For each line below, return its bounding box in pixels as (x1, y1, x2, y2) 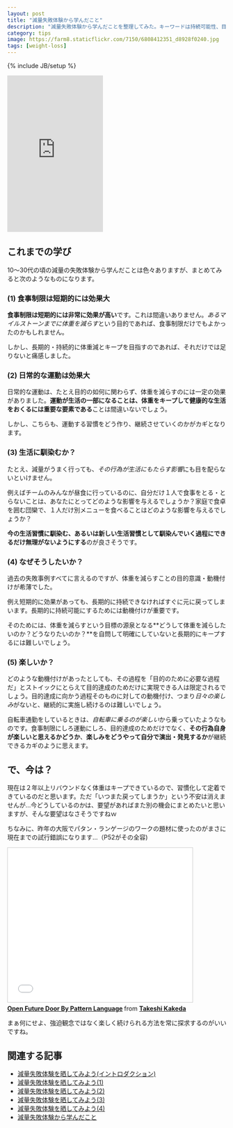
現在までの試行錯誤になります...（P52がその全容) (7, 833, 148, 841)
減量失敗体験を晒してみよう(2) (17, 1086, 106, 1095)
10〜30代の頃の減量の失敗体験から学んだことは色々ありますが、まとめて (7, 266, 216, 274)
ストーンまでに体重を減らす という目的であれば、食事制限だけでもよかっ (19, 319, 226, 328)
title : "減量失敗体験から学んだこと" (7, 17, 103, 24)
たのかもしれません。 (7, 328, 68, 337)
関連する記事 (7, 1049, 63, 1061)
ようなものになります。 (31, 274, 99, 282)
